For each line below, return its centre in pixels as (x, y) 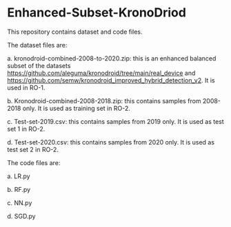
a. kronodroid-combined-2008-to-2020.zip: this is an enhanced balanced (112, 58)
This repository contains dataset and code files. (75, 32)
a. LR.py (19, 176)
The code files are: (34, 162)
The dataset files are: (37, 45)
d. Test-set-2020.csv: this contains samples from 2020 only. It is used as (111, 142)
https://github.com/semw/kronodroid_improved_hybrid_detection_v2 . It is (111, 80)
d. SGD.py (21, 216)
